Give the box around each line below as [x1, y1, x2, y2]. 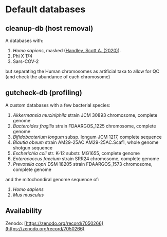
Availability [5, 206, 42, 216]
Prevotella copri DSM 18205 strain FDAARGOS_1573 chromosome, [12, 161, 153, 167]
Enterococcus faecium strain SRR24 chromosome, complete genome [12, 155, 159, 162]
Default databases [5, 4, 86, 15]
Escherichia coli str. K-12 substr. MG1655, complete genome [12, 150, 140, 156]
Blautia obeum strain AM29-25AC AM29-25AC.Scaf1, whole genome [12, 139, 159, 145]
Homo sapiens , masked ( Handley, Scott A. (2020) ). [12, 48, 121, 53]
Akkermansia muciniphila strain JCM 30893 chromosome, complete [12, 112, 158, 118]
